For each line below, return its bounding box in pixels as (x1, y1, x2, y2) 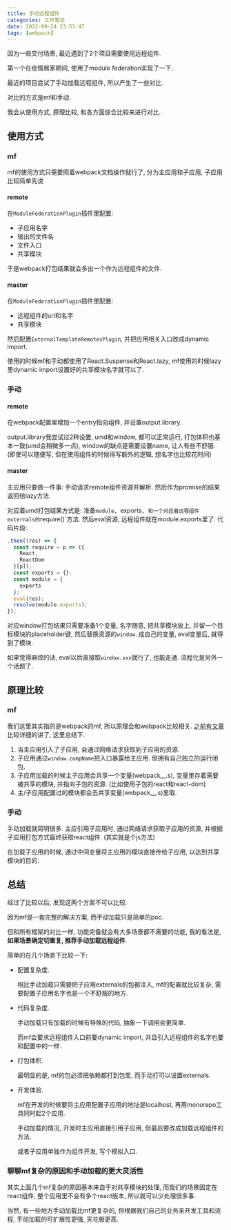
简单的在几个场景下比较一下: (7, 951, 88, 959)
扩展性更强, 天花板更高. (52, 1215, 119, 1224)
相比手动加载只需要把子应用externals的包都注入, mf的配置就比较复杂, (17, 980, 214, 989)
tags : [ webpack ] (7, 29, 54, 37)
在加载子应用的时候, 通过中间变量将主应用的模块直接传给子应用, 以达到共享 (7, 848, 219, 856)
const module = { (13, 575, 63, 583)
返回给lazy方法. (7, 492, 51, 500)
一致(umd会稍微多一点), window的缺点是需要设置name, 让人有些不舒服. (12, 442, 216, 450)
